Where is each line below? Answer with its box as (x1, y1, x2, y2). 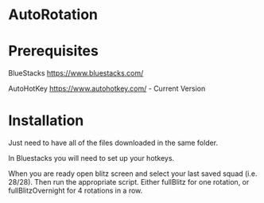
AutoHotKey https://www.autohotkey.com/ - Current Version (8, 84, 206, 93)
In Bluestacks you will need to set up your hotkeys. (8, 154, 175, 163)
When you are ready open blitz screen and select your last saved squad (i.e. (8, 169, 258, 178)
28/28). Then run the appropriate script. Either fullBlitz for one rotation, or (8, 178, 250, 187)
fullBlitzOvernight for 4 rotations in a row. (8, 185, 143, 196)
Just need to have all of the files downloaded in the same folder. (8, 138, 219, 148)
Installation (8, 111, 84, 130)
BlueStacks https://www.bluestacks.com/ (8, 68, 144, 78)
